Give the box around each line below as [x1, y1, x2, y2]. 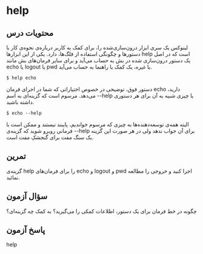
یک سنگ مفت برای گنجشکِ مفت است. [6, 134, 94, 141]
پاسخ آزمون [6, 225, 45, 235]
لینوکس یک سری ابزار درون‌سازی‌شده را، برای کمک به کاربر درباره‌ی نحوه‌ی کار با [6, 44, 188, 51]
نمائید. [6, 173, 20, 181]
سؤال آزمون [6, 192, 48, 202]
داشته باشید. [6, 98, 35, 105]
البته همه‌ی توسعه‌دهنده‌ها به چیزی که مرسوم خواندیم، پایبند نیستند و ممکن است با [6, 121, 189, 128]
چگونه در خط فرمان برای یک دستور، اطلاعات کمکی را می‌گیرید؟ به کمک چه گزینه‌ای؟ [6, 207, 197, 215]
